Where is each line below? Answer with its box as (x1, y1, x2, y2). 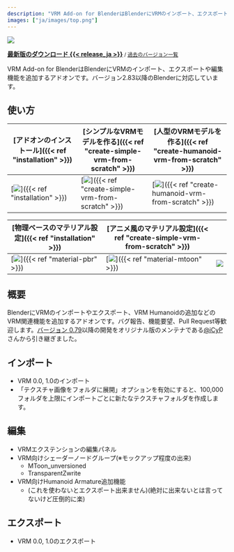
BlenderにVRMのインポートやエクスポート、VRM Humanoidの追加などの (7, 308, 216, 317)
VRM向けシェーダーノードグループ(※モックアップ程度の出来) (17, 454, 192, 462)
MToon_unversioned (27, 461, 87, 470)
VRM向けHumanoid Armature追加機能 (17, 477, 126, 485)
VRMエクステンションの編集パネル (17, 445, 117, 453)
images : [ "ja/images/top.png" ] (7, 17, 98, 24)
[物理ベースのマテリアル (11, 223, 91, 233)
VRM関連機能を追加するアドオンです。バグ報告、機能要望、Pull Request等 (7, 317, 221, 325)
